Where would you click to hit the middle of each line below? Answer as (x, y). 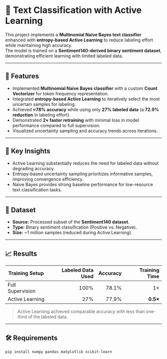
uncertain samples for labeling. (44, 104)
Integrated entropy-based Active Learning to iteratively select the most (86, 99)
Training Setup (26, 273)
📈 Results (21, 253)
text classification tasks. (37, 190)
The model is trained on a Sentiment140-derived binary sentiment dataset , (83, 50)
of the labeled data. (48, 317)
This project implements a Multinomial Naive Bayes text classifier (73, 34)
